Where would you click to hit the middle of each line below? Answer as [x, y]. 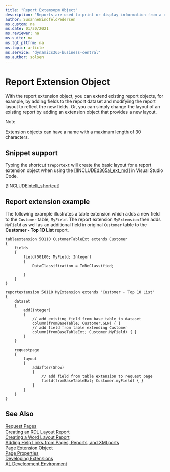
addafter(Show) [48, 367]
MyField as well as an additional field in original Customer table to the [76, 224]
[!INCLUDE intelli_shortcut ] [32, 186]
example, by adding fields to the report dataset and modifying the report [80, 101]
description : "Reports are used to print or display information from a [83, 15]
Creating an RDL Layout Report [37, 432]
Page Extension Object [29, 448]
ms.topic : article [25, 48]
